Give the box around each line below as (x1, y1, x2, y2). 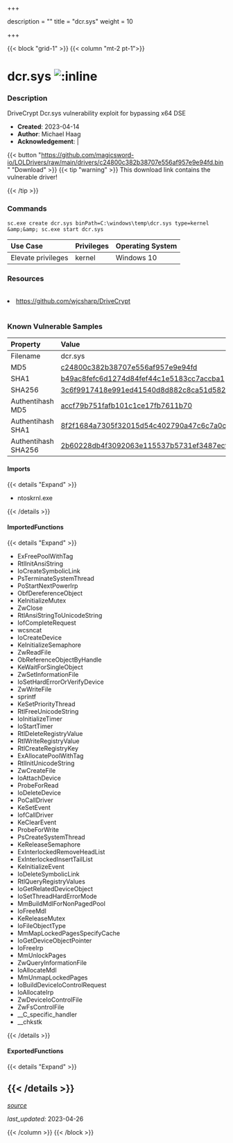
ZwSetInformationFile (17, 670, 79, 678)
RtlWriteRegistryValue (17, 737, 80, 745)
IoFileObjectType (17, 921, 66, 929)
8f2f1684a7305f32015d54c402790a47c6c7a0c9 (60, 421, 231, 431)
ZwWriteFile (17, 685, 52, 693)
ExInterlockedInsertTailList (17, 855, 93, 863)
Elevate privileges (10, 253, 69, 262)
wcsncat (17, 625, 42, 634)
